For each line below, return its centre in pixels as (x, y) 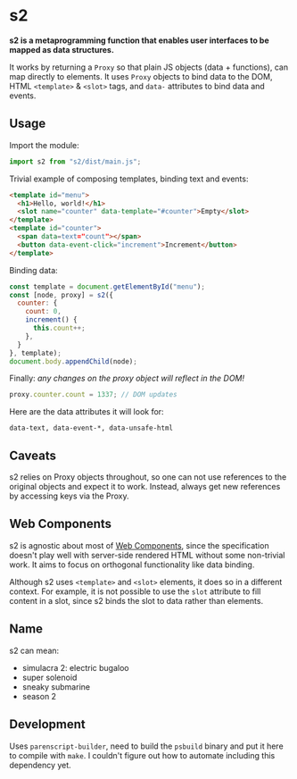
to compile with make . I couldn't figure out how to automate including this (142, 755)
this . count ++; (59, 328)
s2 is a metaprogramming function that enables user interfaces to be (139, 40)
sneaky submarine (56, 687)
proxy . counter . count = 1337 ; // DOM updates (93, 395)
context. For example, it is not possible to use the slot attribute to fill (135, 591)
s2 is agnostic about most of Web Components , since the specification (139, 545)
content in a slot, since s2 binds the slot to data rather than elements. (136, 600)
